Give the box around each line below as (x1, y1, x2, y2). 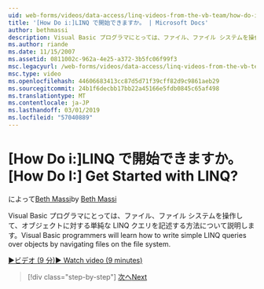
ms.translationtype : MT (8, 92, 86, 100)
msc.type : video (8, 70, 61, 78)
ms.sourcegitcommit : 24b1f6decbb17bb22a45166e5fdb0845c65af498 (8, 84, 220, 93)
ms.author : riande (8, 41, 68, 49)
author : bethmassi (8, 26, 68, 34)
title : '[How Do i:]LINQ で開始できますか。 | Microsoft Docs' (8, 19, 209, 27)
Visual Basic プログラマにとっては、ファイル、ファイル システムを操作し (8, 210, 244, 220)
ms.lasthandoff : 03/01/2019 (8, 107, 101, 115)
